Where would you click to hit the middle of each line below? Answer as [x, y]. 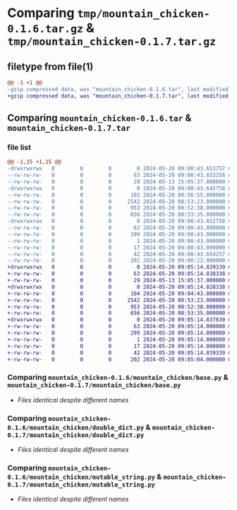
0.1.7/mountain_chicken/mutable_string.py [81, 485]
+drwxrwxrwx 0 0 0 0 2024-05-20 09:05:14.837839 [116, 320]
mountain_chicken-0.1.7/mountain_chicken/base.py [94, 386]
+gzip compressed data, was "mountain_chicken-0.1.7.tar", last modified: [120, 96]
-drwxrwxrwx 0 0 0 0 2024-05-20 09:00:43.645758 [116, 188]
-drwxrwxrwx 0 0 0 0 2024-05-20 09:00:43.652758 [116, 221]
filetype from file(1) [50, 66]
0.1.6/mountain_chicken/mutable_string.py [81, 477]
